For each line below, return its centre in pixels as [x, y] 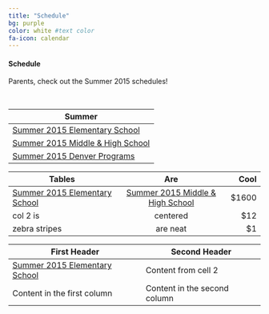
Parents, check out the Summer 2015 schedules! [88, 82]
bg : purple [26, 23]
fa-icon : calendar [39, 38]
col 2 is [26, 215]
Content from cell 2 [182, 271]
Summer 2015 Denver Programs [74, 156]
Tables [62, 179]
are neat [171, 229]
